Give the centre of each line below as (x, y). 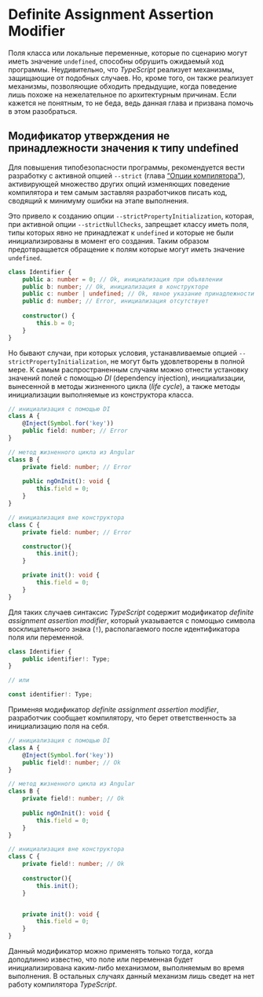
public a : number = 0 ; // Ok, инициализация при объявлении (122, 279)
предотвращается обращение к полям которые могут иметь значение (126, 249)
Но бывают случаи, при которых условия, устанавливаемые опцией (123, 353)
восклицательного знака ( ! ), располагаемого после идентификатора (124, 629)
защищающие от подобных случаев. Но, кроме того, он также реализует (131, 78)
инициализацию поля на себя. (59, 726)
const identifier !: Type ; (50, 695)
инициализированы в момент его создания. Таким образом (109, 240)
